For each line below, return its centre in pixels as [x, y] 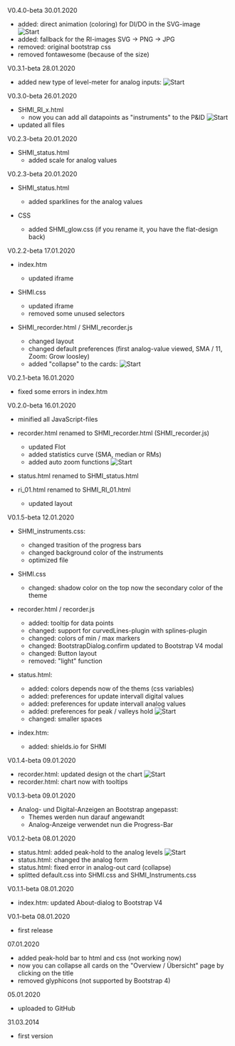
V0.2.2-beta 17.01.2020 [41, 250]
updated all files [41, 125]
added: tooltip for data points [71, 623]
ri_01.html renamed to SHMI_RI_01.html [74, 489]
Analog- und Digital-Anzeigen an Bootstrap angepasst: [98, 809]
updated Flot [47, 447]
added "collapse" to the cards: [73, 364]
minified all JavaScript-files [58, 419]
